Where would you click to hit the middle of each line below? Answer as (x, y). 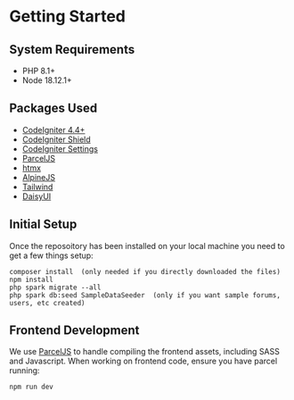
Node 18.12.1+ (47, 80)
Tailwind (37, 187)
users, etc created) (48, 303)
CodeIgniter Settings (60, 148)
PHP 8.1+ (39, 71)
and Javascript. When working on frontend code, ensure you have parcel (143, 361)
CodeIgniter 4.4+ (53, 129)
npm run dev (31, 387)
